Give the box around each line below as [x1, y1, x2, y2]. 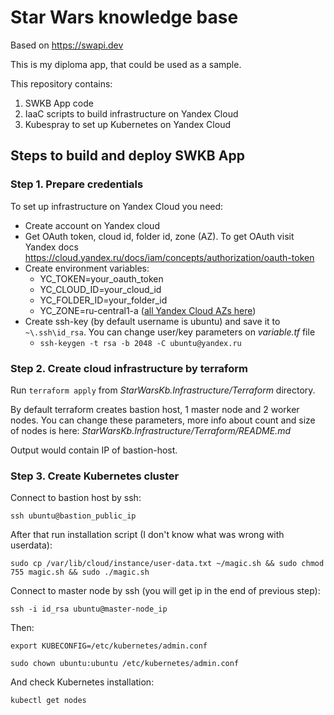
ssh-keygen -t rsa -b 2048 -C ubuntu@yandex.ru [39, 338, 242, 348]
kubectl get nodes [10, 696, 87, 706]
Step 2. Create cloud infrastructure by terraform [10, 361, 248, 375]
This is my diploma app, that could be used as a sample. [10, 58, 242, 70]
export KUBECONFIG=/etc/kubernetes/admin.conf [10, 641, 208, 651]
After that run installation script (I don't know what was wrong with [10, 529, 285, 541]
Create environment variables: [24, 262, 150, 274]
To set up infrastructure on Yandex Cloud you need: [10, 200, 224, 212]
